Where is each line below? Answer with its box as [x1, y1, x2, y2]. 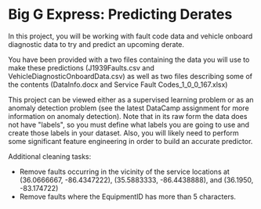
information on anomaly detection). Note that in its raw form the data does [8, 111, 248, 121]
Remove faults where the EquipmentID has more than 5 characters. [19, 192, 237, 201]
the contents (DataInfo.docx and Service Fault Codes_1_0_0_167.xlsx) [8, 80, 228, 89]
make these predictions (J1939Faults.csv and [8, 63, 155, 72]
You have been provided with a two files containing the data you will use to [8, 55, 250, 64]
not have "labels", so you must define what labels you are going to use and [8, 120, 249, 129]
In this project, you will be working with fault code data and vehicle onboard [8, 31, 253, 41]
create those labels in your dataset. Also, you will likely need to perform [8, 128, 239, 138]
